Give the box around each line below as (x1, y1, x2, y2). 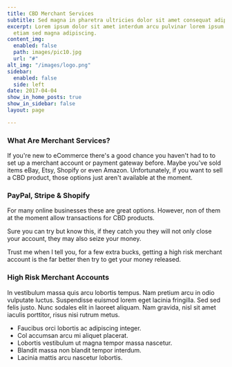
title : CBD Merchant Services (7, 10, 95, 17)
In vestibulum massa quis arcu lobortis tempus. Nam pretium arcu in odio (7, 288, 215, 296)
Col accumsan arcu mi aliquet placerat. (17, 331, 129, 339)
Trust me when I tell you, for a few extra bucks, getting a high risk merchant (7, 248, 222, 256)
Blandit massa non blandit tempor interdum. (17, 346, 142, 354)
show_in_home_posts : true (7, 94, 81, 101)
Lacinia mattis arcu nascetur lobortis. (17, 353, 123, 361)
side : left (13, 81, 45, 88)
